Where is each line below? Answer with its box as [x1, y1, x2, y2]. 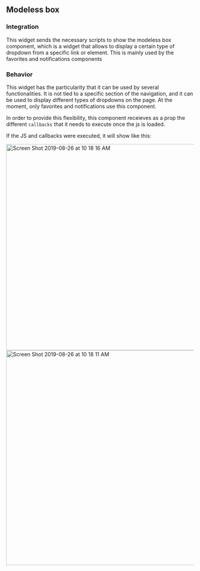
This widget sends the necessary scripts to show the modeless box [6, 36, 171, 44]
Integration [6, 23, 39, 31]
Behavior [6, 70, 33, 78]
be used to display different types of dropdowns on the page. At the [6, 96, 173, 103]
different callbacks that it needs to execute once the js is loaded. [6, 121, 165, 128]
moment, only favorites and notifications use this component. [6, 103, 157, 110]
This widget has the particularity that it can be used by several [6, 84, 160, 91]
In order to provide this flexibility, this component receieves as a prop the [6, 114, 186, 121]
